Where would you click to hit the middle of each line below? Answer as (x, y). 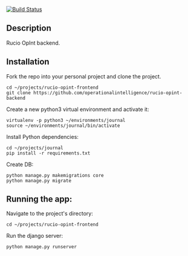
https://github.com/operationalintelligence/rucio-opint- (108, 93)
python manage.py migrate (39, 181)
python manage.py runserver (42, 247)
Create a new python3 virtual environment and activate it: (78, 109)
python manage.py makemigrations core (55, 175)
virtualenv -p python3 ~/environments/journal (66, 120)
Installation (28, 62)
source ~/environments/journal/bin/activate (63, 126)
